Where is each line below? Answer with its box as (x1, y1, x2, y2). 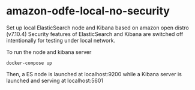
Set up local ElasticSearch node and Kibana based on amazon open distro (6, 24, 189, 31)
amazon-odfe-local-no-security (6, 4, 170, 18)
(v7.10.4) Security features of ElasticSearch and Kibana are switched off (6, 30, 184, 37)
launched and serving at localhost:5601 (6, 77, 104, 84)
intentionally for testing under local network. (6, 37, 116, 44)
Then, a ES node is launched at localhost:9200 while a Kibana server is (6, 70, 182, 77)
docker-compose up (6, 60, 52, 66)
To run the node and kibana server (6, 48, 92, 55)
